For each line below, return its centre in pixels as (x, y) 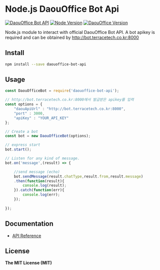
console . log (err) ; (41, 195)
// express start (23, 145)
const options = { (24, 104)
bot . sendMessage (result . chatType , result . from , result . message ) (79, 176)
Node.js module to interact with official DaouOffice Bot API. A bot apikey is (80, 32)
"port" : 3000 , (29, 113)
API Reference (27, 236)
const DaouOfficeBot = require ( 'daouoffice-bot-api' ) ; (62, 91)
